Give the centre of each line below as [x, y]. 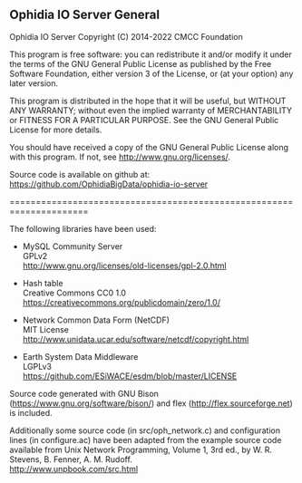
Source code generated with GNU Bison [84, 393]
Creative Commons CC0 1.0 [74, 293]
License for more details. [56, 130]
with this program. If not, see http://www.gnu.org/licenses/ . [120, 157]
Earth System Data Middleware [80, 356]
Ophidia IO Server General [85, 15]
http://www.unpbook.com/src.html [74, 469]
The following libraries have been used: [83, 228]
